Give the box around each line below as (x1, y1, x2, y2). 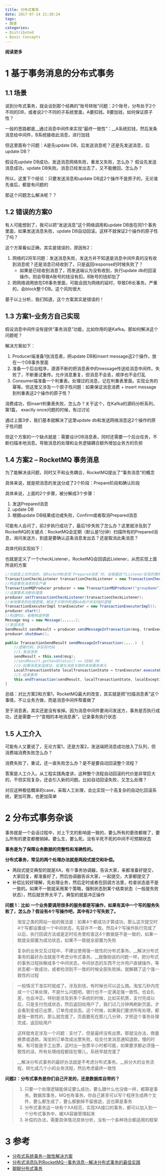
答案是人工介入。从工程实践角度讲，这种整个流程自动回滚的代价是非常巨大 (5, 771, 156, 776)
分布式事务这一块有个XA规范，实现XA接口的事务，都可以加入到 (24, 1105, 153, 1111)
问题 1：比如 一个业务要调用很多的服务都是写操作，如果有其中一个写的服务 (5, 902, 156, 908)
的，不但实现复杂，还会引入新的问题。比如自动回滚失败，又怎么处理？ (5, 777, 147, 783)
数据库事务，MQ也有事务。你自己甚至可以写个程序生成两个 (33, 1092, 152, 1098)
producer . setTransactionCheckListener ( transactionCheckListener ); (5, 595, 144, 600)
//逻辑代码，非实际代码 (14, 645, 55, 650)
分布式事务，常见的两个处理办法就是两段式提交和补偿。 (5, 857, 117, 863)
